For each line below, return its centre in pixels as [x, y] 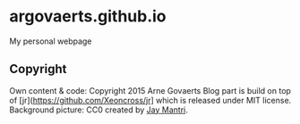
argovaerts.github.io [88, 17]
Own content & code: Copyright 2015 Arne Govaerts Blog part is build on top [150, 90]
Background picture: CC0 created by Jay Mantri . [99, 110]
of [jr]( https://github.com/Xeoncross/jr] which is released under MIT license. [150, 100]
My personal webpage [51, 41]
